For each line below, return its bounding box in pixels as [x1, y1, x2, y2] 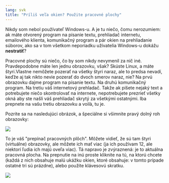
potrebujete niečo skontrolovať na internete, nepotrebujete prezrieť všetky [5, 90, 161, 96]
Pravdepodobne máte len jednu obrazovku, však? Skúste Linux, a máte [5, 63, 154, 69]
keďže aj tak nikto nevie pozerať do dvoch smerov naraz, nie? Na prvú [5, 74, 153, 80]
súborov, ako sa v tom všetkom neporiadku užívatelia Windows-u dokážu [5, 42, 159, 48]
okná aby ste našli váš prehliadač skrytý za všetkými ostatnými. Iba [5, 95, 147, 102]
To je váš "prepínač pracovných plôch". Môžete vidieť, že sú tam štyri [5, 135, 151, 141]
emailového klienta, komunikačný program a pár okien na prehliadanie [5, 37, 152, 43]
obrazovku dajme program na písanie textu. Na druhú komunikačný [5, 79, 147, 85]
